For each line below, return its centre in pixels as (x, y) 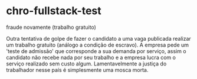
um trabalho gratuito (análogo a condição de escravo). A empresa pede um (98, 45)
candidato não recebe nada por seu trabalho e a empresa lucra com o (91, 57)
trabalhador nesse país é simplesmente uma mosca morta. (77, 70)
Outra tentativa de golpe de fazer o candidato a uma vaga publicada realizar (99, 38)
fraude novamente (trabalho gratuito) (51, 27)
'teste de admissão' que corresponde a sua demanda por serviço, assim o (96, 51)
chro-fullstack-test (54, 11)
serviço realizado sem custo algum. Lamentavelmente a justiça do (86, 64)
